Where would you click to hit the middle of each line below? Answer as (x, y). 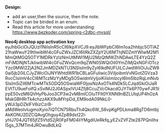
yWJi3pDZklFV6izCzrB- (29, 104)
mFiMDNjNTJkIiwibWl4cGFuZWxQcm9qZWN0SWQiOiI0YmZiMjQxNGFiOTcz (82, 63)
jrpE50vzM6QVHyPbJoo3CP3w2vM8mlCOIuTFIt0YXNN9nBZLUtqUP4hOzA (82, 94)
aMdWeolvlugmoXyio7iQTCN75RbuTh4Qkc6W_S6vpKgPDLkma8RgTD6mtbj (82, 109)
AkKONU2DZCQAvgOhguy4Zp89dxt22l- (46, 115)
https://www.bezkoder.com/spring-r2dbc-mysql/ (61, 32)
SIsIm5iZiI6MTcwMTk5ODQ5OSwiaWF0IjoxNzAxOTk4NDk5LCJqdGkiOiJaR (81, 83)
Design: (13, 7)
